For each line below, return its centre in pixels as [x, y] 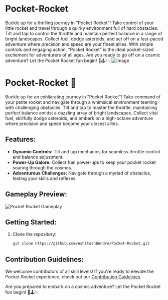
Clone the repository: [34, 234]
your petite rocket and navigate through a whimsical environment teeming [81, 102]
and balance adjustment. [38, 157]
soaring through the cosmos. [42, 167]
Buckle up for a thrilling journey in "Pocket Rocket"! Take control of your [79, 23]
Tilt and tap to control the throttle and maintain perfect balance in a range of [84, 33]
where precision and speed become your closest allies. [62, 124]
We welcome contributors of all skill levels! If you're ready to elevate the [79, 271]
